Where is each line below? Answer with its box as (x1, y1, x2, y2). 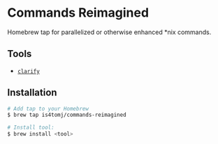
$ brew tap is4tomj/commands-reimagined (7, 111, 127, 119)
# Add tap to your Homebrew (7, 105, 89, 112)
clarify (17, 67, 40, 74)
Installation (7, 87, 57, 99)
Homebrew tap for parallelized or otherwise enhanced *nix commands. (7, 28, 212, 36)
